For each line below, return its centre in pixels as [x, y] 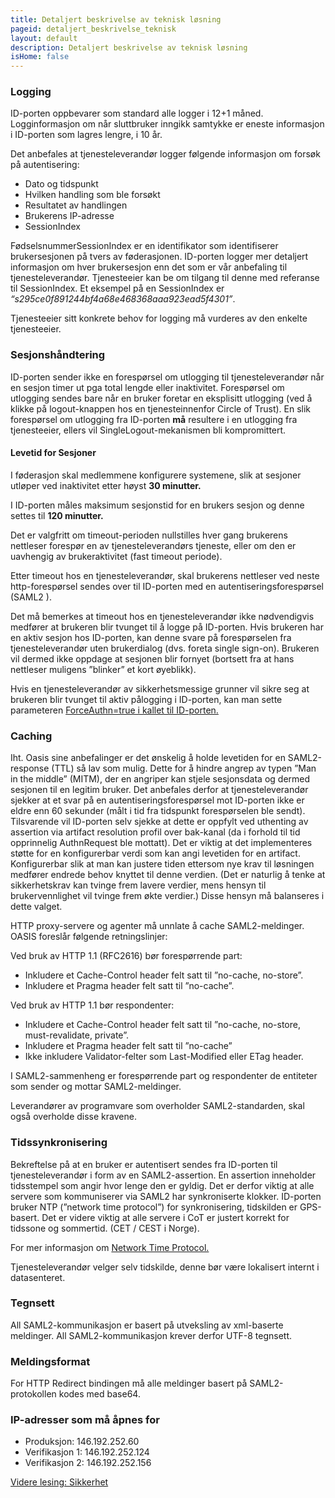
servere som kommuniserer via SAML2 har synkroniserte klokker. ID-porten [166, 1196]
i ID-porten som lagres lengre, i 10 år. [86, 135]
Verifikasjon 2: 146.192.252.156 [88, 1463]
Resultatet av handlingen [76, 205]
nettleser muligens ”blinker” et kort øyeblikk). [103, 669]
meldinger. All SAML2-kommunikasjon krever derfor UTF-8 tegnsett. [151, 1335]
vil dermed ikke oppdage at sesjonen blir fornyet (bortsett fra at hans [152, 658]
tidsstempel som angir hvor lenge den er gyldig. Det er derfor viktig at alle [162, 1185]
